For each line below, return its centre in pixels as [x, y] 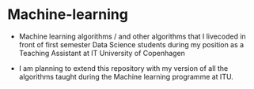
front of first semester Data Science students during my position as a [131, 44]
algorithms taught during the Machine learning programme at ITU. [126, 76]
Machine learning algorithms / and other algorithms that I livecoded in [132, 36]
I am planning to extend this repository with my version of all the [123, 68]
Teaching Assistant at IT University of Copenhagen [102, 53]
